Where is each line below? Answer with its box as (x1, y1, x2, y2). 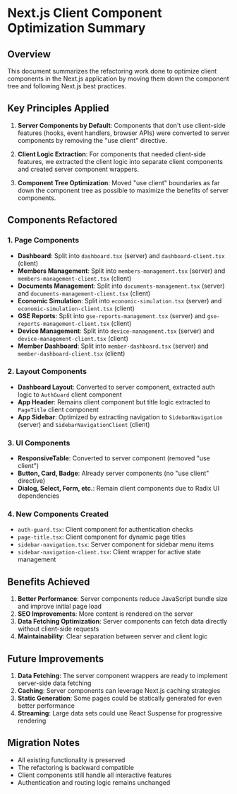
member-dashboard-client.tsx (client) (17, 349, 126, 358)
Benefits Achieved (7, 576, 90, 588)
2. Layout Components (7, 366, 87, 376)
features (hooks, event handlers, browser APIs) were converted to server (17, 129, 230, 137)
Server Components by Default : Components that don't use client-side (17, 121, 226, 129)
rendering (17, 716, 47, 725)
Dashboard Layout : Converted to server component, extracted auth (17, 383, 215, 391)
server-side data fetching (17, 679, 92, 687)
